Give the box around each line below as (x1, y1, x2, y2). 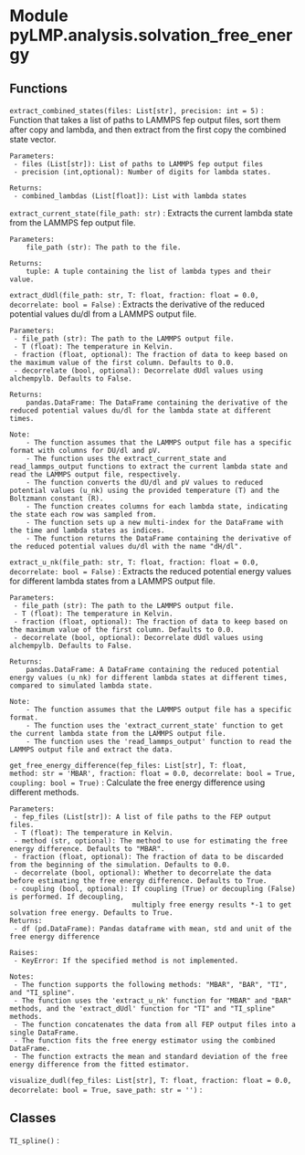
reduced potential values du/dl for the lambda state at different (9, 406, 272, 415)
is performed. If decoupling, (9, 892, 125, 901)
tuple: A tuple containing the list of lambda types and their (26, 267, 272, 276)
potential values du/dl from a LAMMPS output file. (9, 309, 197, 320)
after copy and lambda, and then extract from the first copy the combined (9, 124, 287, 135)
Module (9, 5, 68, 26)
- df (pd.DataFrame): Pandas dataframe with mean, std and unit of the (13, 924, 292, 933)
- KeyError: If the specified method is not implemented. (13, 956, 239, 965)
